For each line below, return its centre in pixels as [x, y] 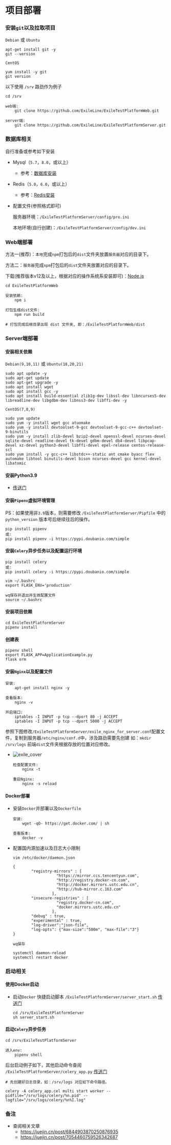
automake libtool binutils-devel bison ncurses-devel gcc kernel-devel [83, 459]
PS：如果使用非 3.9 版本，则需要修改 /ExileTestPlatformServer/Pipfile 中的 [85, 513]
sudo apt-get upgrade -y [32, 383]
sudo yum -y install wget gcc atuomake [48, 423]
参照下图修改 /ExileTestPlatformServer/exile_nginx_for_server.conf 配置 [83, 732]
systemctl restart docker [40, 957]
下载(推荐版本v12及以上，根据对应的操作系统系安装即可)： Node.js [75, 276]
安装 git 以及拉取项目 [30, 28]
